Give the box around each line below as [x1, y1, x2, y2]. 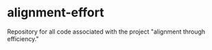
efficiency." [7, 34, 39, 42]
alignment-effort [7, 5, 104, 21]
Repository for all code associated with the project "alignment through [7, 27, 206, 36]
